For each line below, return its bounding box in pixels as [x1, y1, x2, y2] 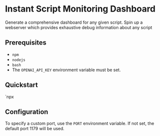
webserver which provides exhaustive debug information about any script [5, 24, 153, 30]
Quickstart [5, 81, 38, 89]
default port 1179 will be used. [5, 126, 64, 132]
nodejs [12, 57, 26, 62]
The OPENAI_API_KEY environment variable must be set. [12, 67, 121, 73]
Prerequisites [5, 39, 47, 47]
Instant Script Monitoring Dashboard [5, 3, 156, 15]
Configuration [5, 107, 48, 116]
